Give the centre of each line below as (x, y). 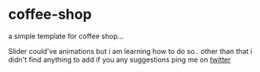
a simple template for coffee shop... (66, 36)
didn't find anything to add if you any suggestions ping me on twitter (120, 59)
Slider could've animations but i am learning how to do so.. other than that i (130, 51)
